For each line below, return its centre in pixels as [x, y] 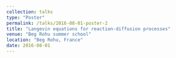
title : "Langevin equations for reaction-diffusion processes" [89, 29]
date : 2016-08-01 [28, 46]
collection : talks [30, 12]
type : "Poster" [26, 18]
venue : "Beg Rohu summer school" [49, 34]
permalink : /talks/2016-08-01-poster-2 [57, 23]
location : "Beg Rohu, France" [45, 40]
